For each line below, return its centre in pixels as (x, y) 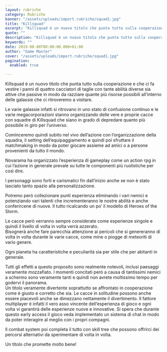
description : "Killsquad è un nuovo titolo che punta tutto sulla (75, 38)
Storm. (12, 212)
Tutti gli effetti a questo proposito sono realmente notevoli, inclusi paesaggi (82, 267)
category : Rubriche (25, 14)
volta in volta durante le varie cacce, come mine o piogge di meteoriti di (79, 237)
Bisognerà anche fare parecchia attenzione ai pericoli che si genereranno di (83, 232)
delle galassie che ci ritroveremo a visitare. (49, 100)
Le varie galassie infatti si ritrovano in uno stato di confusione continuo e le (82, 110)
